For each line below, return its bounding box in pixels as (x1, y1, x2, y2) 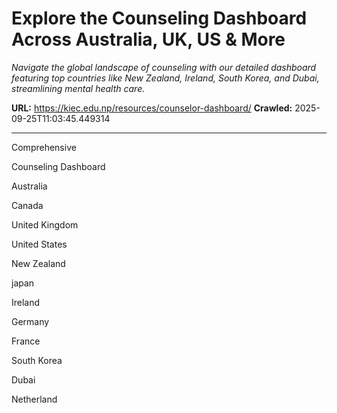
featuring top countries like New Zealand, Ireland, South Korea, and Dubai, (11, 72, 320, 84)
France (11, 335, 41, 347)
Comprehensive (11, 141, 77, 153)
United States (11, 238, 68, 250)
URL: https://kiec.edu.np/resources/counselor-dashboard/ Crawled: (11, 102, 293, 114)
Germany (11, 315, 50, 327)
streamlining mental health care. (11, 82, 146, 94)
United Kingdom (11, 218, 79, 231)
